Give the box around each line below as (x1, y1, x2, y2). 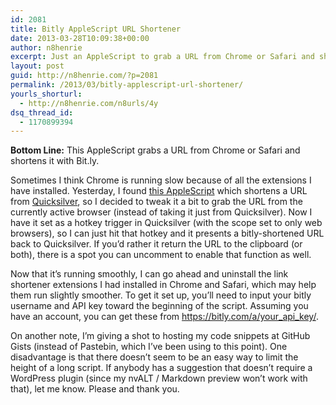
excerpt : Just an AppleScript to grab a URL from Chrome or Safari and (10, 52, 315, 62)
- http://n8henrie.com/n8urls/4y (19, 98, 159, 108)
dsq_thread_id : (10, 107, 74, 118)
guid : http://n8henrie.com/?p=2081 (10, 71, 159, 81)
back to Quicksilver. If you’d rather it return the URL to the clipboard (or (10, 238, 303, 250)
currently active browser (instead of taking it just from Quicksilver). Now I (10, 206, 313, 218)
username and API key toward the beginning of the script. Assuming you (10, 300, 309, 312)
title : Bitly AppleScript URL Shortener (10, 24, 182, 34)
